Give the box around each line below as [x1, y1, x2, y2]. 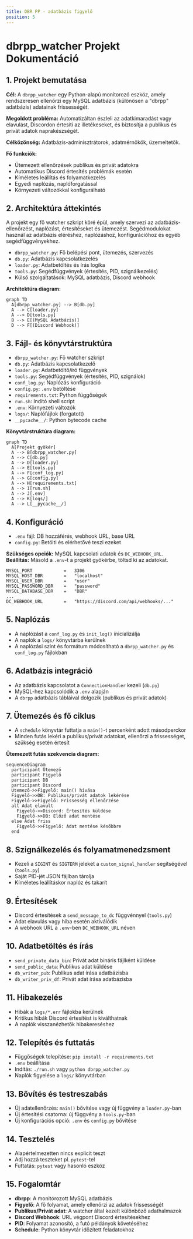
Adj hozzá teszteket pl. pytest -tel [14, 1156, 95, 1163]
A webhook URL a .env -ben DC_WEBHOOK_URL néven [14, 924, 136, 931]
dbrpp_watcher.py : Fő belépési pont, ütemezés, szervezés [14, 249, 154, 256]
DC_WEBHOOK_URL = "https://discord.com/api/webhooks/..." [6, 598, 174, 604]
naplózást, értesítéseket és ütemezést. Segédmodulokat [35, 225, 171, 232]
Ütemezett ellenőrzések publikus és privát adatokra [14, 161, 139, 168]
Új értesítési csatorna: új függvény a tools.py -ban [14, 1111, 136, 1118]
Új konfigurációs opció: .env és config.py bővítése [14, 1117, 137, 1124]
